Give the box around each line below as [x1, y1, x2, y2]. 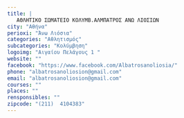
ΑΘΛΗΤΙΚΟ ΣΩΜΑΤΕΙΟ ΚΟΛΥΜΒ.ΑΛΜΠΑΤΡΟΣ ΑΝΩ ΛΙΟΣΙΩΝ [16, 17, 159, 24]
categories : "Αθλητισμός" [7, 36, 82, 43]
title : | [7, 10, 33, 17]
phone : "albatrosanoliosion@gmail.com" [7, 68, 122, 75]
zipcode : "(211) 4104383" [7, 101, 85, 108]
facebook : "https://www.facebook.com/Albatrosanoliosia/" [7, 62, 178, 69]
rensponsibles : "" [7, 94, 60, 101]
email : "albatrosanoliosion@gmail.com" [7, 74, 122, 82]
